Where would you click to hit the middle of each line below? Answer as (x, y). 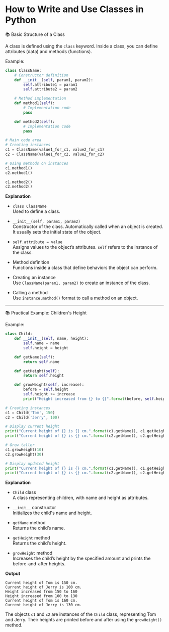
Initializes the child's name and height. (52, 513)
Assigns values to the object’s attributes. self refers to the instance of (85, 247)
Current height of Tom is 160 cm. (41, 601)
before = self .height (46, 390)
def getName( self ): (35, 357)
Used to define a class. (36, 211)
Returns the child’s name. (39, 528)
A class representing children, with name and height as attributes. (80, 498)
